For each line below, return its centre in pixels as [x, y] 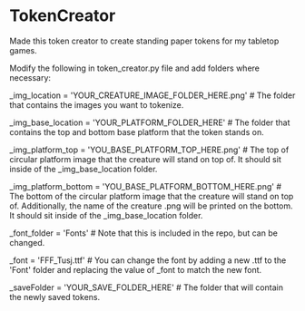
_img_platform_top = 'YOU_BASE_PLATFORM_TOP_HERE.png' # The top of [149, 150]
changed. [27, 242]
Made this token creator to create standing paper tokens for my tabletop [144, 41]
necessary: [30, 77]
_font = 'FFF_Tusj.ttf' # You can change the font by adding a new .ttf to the [148, 260]
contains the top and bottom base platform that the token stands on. [137, 131]
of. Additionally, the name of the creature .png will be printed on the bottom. [151, 206]
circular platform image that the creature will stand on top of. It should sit [145, 159]
